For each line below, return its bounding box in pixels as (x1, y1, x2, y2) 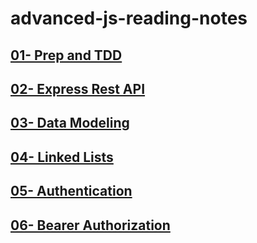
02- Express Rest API (10, 80, 146, 97)
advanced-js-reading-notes (10, 7, 248, 30)
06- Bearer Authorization (10, 217, 171, 234)
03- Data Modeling (10, 115, 130, 132)
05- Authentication (10, 183, 133, 200)
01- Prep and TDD (10, 47, 123, 64)
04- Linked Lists (10, 148, 114, 166)
